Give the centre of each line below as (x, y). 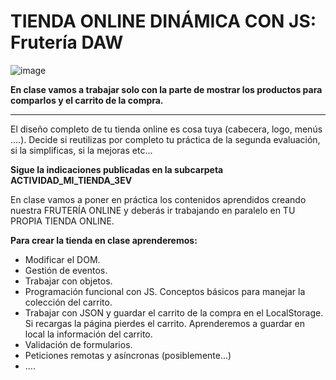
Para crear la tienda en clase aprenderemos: (104, 240)
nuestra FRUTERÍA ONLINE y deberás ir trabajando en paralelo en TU (153, 210)
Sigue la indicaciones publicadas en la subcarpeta (117, 169)
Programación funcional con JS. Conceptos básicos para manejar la (165, 291)
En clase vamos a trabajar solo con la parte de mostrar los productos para (166, 89)
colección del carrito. (68, 302)
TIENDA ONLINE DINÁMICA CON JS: (163, 21)
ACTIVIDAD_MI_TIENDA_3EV (71, 180)
